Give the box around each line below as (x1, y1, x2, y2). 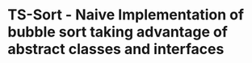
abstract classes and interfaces (7, 40, 225, 58)
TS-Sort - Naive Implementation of (7, 6, 244, 24)
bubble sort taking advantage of (7, 23, 228, 41)
